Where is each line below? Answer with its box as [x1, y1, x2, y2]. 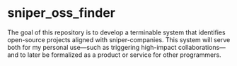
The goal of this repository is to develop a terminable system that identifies [7, 28, 226, 37]
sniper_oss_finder [7, 5, 115, 21]
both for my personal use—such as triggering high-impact [7, 43, 177, 51]
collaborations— [178, 43, 226, 51]
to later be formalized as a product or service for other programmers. [20, 51, 221, 59]
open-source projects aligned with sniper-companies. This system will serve [7, 35, 231, 44]
